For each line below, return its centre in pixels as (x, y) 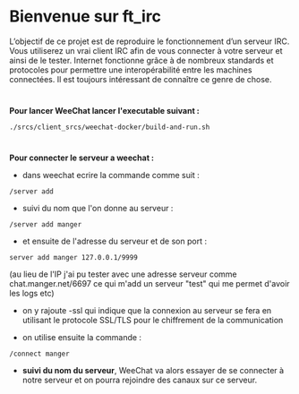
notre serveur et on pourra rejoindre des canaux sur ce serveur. (140, 380)
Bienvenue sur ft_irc (85, 17)
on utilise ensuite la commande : (81, 338)
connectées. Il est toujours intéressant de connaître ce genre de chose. (141, 79)
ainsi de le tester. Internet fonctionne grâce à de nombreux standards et (142, 60)
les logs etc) (32, 294)
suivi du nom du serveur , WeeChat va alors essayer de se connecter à (153, 371)
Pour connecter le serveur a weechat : (82, 158)
